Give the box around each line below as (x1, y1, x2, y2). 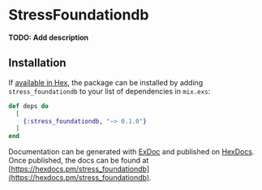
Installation (8, 56, 67, 70)
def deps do (8, 101, 49, 110)
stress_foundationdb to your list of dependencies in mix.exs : (8, 86, 211, 96)
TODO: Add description (8, 32, 89, 42)
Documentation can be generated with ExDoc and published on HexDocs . (8, 147, 255, 157)
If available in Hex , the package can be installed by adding (8, 77, 204, 87)
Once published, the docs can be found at (8, 156, 149, 166)
